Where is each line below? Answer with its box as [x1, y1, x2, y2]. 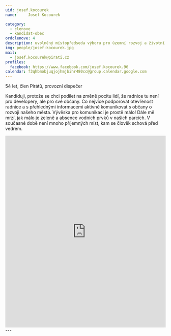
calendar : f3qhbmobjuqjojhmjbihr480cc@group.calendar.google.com [5, 69, 147, 74]
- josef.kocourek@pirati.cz [10, 55, 70, 60]
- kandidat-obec [10, 31, 44, 36]
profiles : [5, 59, 26, 64]
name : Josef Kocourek [5, 12, 60, 17]
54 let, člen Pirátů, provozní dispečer [5, 83, 82, 89]
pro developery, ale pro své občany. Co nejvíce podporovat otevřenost [5, 98, 154, 105]
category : [5, 21, 26, 27]
